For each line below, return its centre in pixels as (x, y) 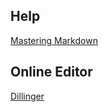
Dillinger (27, 96)
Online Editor (51, 72)
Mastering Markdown (54, 40)
